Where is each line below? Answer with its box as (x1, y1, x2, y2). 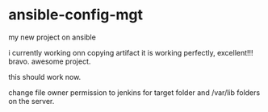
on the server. (8, 96, 55, 106)
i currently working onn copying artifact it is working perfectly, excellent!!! (8, 48, 253, 57)
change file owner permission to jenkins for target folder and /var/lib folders (8, 87, 261, 97)
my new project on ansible (8, 32, 97, 42)
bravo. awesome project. (8, 56, 91, 66)
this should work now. (8, 72, 82, 81)
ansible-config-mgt (8, 6, 144, 24)
